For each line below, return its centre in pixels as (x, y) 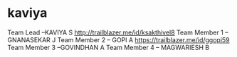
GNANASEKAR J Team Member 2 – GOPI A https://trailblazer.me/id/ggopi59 (118, 39)
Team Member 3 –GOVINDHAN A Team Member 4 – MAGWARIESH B (109, 47)
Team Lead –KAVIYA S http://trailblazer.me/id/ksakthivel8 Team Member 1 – (118, 32)
